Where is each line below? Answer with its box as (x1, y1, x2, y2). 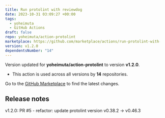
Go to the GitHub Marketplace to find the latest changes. (5, 80, 119, 86)
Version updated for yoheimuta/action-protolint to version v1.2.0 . (5, 62, 140, 68)
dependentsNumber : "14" (5, 48, 54, 53)
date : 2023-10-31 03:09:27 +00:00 (5, 12, 76, 17)
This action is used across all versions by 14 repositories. (12, 71, 128, 77)
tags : (5, 16, 16, 21)
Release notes (5, 94, 50, 103)
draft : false (5, 30, 32, 35)
